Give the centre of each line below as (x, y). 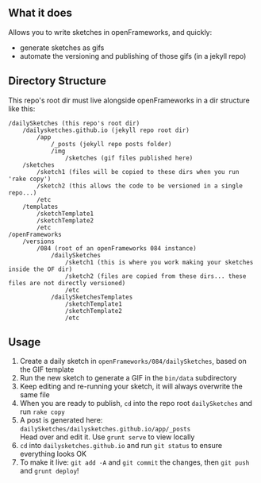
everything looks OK (53, 454)
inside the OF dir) (40, 269)
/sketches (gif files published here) (129, 158)
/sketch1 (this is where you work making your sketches (159, 262)
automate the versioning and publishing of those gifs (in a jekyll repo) (133, 56)
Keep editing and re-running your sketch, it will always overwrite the (131, 386)
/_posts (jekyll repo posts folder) (111, 144)
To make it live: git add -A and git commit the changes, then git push (134, 462)
